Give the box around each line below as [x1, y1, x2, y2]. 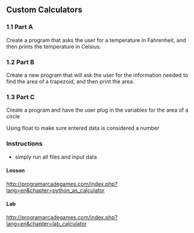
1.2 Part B [6, 58, 35, 66]
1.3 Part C [6, 92, 35, 101]
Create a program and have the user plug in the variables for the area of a [6, 106, 189, 113]
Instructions [6, 139, 43, 148]
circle [6, 113, 20, 120]
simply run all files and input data [14, 153, 97, 160]
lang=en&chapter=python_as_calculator [6, 186, 105, 194]
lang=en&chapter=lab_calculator [6, 220, 87, 227]
